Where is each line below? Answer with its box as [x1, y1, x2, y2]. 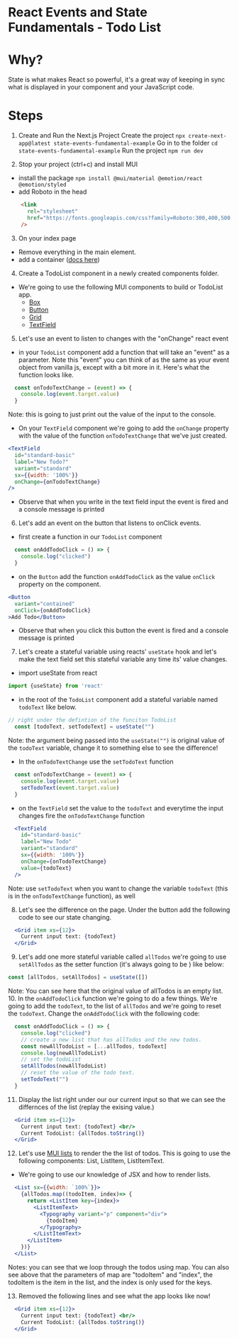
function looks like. [18, 370, 74, 379]
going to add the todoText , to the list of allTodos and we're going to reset [8, 1002, 222, 1010]
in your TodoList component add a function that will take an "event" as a [18, 348, 230, 356]
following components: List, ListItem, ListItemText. [18, 1157, 165, 1165]
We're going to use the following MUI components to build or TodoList [18, 282, 223, 291]
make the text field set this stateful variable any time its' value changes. [18, 655, 228, 663]
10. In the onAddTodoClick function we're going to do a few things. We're [8, 994, 218, 1003]
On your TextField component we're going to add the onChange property [18, 424, 229, 433]
